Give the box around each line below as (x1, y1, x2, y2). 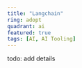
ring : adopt (7, 16, 42, 23)
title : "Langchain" (7, 10, 64, 17)
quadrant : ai (7, 23, 45, 30)
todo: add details (7, 54, 56, 63)
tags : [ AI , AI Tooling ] (7, 36, 76, 43)
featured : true (7, 29, 51, 36)
